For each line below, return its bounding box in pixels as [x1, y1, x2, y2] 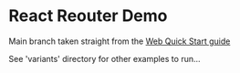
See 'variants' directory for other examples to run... [8, 53, 202, 64]
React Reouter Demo [8, 5, 168, 26]
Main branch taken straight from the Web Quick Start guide [8, 36, 231, 47]
